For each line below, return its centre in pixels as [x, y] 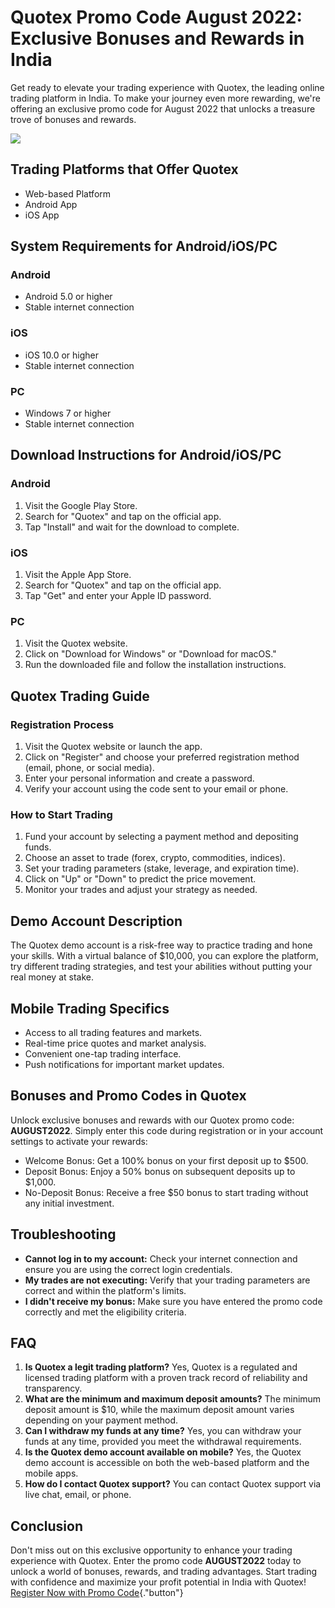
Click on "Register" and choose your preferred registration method [162, 757]
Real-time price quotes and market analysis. [115, 1043]
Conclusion [47, 1526]
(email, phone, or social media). [89, 767]
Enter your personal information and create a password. [139, 778]
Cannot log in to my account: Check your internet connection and [161, 1258]
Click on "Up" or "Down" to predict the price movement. [140, 879]
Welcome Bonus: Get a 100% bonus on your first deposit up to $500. [166, 1160]
